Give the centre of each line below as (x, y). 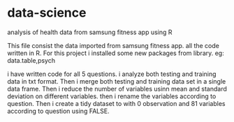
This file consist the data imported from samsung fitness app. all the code (114, 45)
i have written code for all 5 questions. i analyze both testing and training (112, 74)
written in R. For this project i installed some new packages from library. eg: (116, 53)
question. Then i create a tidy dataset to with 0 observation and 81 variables (116, 103)
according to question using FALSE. (58, 111)
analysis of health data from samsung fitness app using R (90, 32)
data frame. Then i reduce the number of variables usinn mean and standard (117, 89)
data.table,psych (31, 60)
